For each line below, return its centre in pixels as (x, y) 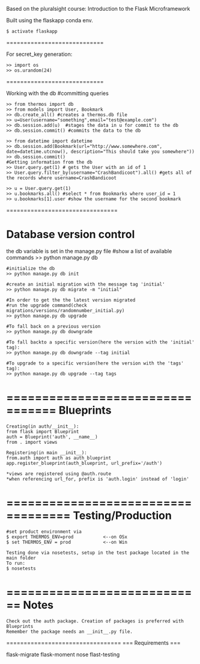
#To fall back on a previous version (53, 326)
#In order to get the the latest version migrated (71, 300)
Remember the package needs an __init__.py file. (70, 632)
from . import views (32, 442)
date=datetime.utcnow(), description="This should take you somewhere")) (101, 152)
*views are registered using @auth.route (59, 474)
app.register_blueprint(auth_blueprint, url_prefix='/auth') (84, 463)
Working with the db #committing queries (58, 93)
